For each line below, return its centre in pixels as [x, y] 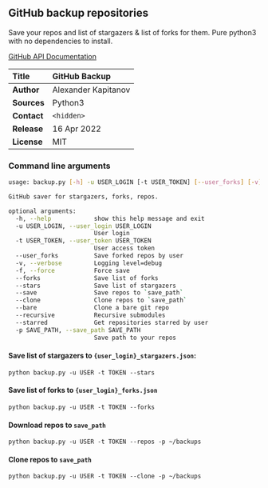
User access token [124, 248]
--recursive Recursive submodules [91, 315]
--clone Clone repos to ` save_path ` [101, 300]
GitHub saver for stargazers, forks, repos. [83, 196]
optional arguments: [43, 211]
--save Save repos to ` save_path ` [99, 293]
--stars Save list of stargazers [96, 286]
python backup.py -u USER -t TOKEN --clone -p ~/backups [105, 476]
